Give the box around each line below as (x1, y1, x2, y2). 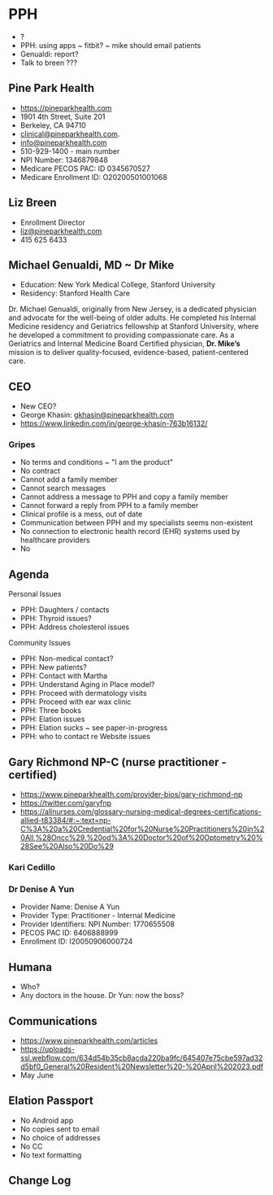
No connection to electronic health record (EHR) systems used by (19, 527, 240, 536)
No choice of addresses (19, 1132, 101, 1142)
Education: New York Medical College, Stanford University (19, 280, 215, 290)
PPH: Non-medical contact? (19, 654, 114, 663)
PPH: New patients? (19, 663, 87, 672)
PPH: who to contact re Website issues (19, 732, 150, 742)
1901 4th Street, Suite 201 (19, 112, 106, 121)
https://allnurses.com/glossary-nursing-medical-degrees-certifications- (19, 807, 262, 816)
